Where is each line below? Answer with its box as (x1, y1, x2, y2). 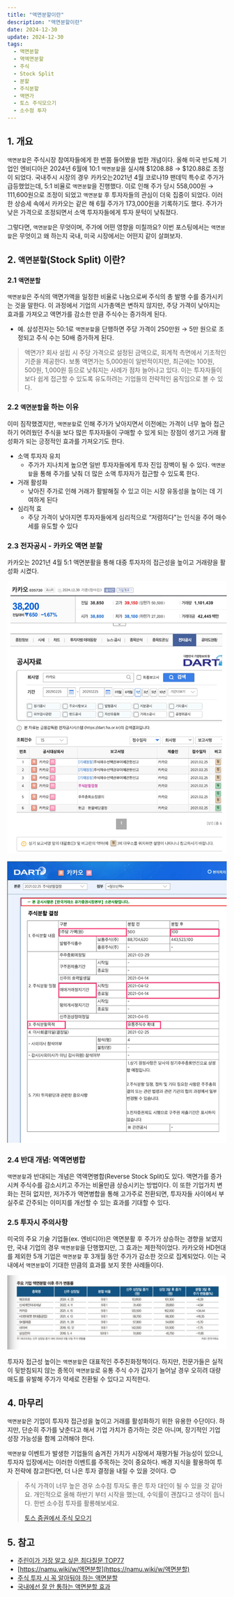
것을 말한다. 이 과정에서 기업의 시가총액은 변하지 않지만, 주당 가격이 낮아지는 (14, 301, 221, 309)
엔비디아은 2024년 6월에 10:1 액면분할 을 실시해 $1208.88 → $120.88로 (19, 164, 211, 173)
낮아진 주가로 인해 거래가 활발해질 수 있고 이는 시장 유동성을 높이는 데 (27, 487, 216, 495)
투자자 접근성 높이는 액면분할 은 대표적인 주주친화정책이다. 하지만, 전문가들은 (7, 1357, 210, 1366)
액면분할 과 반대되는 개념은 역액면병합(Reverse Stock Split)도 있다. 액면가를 (7, 1172, 209, 1180)
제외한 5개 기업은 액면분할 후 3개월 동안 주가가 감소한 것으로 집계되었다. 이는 (14, 1252, 219, 1261)
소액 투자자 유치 (17, 452, 61, 460)
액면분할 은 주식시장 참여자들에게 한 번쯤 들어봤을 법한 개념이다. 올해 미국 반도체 (7, 155, 219, 164)
